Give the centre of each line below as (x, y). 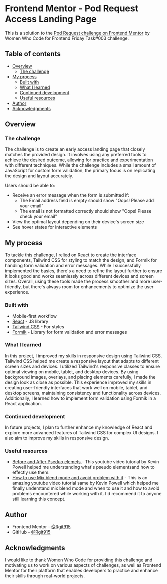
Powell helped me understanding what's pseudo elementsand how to (83, 467)
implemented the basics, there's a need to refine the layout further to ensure (83, 271)
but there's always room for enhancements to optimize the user (88, 287)
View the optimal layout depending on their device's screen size (78, 222)
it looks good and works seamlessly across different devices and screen (79, 276)
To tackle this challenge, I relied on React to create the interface (71, 255)
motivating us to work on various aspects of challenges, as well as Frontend (83, 565)
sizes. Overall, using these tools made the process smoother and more (78, 282)
